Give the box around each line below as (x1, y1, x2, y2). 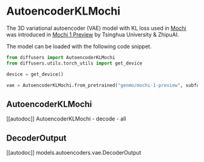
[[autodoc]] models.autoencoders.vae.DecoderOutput (6, 149, 141, 157)
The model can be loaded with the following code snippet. (6, 43, 152, 50)
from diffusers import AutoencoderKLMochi (6, 54, 115, 60)
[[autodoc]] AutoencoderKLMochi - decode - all (6, 115, 126, 122)
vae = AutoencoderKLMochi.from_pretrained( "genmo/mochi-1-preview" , (6, 82, 183, 88)
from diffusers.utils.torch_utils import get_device (6, 60, 143, 66)
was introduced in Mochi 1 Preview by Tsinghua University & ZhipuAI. (6, 30, 179, 38)
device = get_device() (6, 71, 64, 77)
